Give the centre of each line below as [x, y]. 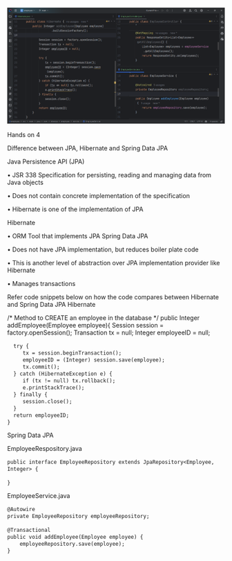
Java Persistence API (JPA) [46, 161]
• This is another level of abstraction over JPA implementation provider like [114, 263]
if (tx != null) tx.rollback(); [69, 381]
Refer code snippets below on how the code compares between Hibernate [113, 297]
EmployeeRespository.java [45, 448]
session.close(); [47, 402]
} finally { [31, 395]
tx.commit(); [41, 367]
